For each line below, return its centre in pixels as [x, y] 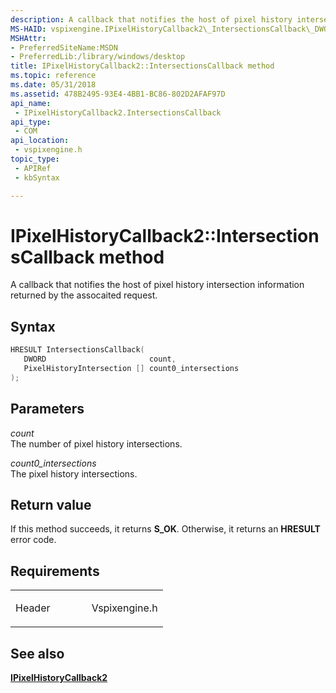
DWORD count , [100, 359]
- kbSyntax [37, 177]
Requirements [55, 571]
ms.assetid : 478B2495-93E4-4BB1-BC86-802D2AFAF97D [118, 94]
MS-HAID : [28, 29]
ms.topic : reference [53, 76]
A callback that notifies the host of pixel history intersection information [157, 285]
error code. [33, 540]
